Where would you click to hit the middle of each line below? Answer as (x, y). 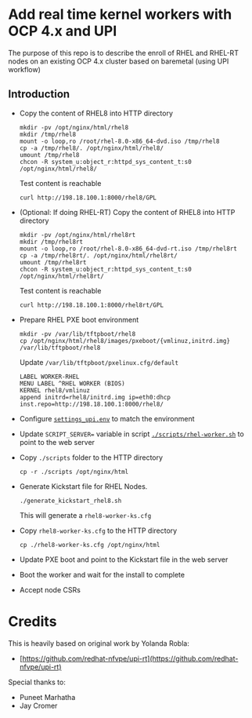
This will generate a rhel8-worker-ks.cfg (85, 515)
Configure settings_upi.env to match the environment (107, 418)
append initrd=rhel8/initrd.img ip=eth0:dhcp (95, 397)
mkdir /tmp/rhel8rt (51, 242)
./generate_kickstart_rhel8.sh (70, 501)
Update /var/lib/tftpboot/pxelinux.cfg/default (99, 362)
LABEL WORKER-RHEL (49, 377)
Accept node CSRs (50, 589)
